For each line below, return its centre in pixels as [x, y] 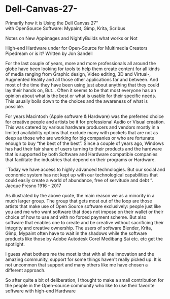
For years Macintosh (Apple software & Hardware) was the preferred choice [84, 116]
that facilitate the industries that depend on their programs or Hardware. [81, 159]
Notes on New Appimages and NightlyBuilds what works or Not [72, 38]
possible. [15, 106]
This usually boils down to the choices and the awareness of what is [77, 101]
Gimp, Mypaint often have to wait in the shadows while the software [76, 233]
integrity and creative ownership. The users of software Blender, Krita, [79, 228]
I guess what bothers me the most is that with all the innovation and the [80, 254]
